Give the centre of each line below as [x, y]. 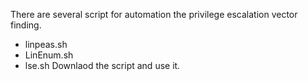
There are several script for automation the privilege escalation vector [154, 14]
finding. [26, 25]
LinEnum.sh [49, 55]
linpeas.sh [46, 44]
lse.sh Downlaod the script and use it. [102, 65]
